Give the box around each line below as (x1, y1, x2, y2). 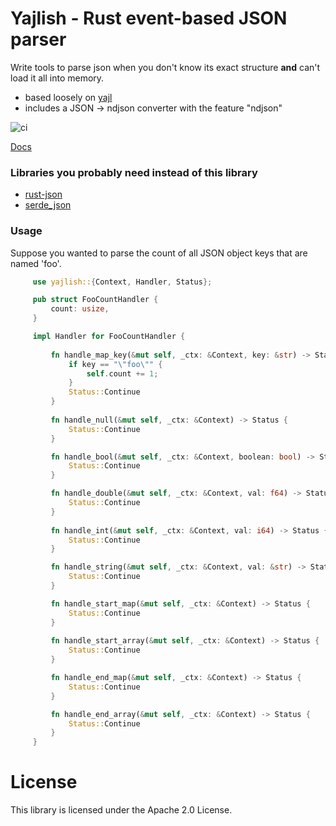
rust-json (24, 188, 63, 201)
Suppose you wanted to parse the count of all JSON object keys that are (10, 247, 308, 259)
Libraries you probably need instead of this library (10, 165, 258, 179)
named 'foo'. (10, 257, 62, 269)
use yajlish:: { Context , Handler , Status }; (32, 277, 213, 287)
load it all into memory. (10, 72, 105, 84)
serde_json (24, 199, 72, 211)
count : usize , (50, 304, 110, 314)
